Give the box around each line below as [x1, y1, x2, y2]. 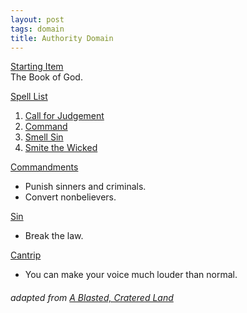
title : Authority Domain [10, 33, 114, 43]
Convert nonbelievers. [24, 191, 117, 203]
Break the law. [24, 230, 84, 242]
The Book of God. [10, 71, 83, 83]
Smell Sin [24, 131, 64, 143]
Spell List [10, 91, 48, 103]
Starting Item [10, 61, 64, 73]
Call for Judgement [24, 110, 105, 122]
